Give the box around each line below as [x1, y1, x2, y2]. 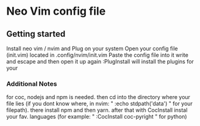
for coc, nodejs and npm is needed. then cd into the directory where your [6, 94, 191, 101]
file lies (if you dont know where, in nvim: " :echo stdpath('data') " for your [6, 100, 193, 108]
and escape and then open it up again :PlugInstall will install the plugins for [6, 58, 194, 65]
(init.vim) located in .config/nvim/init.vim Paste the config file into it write [6, 51, 189, 59]
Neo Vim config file [6, 4, 106, 18]
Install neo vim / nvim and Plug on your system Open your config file [6, 45, 178, 52]
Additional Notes [6, 80, 57, 88]
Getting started [6, 29, 66, 39]
